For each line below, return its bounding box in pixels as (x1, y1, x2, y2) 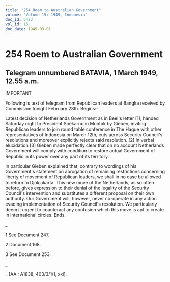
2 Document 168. (5, 242, 41, 248)
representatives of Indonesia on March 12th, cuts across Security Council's (5, 132, 163, 138)
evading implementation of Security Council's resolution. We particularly (5, 201, 157, 207)
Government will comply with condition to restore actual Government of (5, 148, 155, 154)
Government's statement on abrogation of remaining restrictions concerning (5, 169, 165, 175)
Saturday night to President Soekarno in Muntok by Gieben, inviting (5, 121, 147, 127)
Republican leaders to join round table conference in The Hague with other (5, 126, 162, 133)
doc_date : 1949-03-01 (5, 27, 51, 32)
